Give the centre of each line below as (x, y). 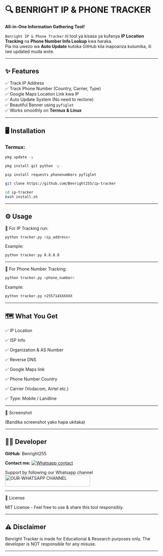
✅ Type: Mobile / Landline (31, 398)
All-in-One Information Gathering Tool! (45, 26)
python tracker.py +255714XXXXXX (39, 296)
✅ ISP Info (15, 340)
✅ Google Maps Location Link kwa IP (42, 94)
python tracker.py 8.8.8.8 (32, 255)
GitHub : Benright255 (26, 453)
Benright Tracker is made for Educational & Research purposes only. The (78, 539)
